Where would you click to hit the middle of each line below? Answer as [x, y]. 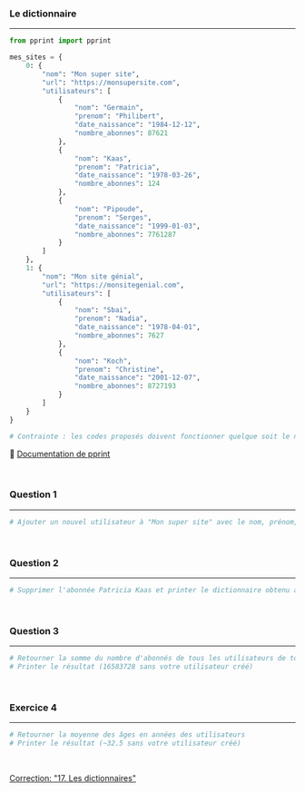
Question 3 [34, 631]
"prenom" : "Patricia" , [117, 167]
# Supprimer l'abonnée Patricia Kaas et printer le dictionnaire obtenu [150, 591]
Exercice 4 [33, 708]
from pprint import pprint [60, 41]
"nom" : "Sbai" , [103, 310]
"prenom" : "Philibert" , [119, 116]
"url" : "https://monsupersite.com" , [111, 83]
